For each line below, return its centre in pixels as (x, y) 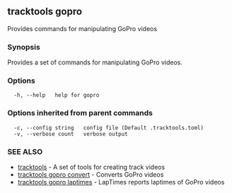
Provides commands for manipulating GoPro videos (82, 28)
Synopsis (24, 47)
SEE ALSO (25, 151)
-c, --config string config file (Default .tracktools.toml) (109, 128)
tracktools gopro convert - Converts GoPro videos (91, 175)
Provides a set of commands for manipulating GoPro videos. (95, 62)
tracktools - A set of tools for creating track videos (91, 167)
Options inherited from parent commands (80, 113)
